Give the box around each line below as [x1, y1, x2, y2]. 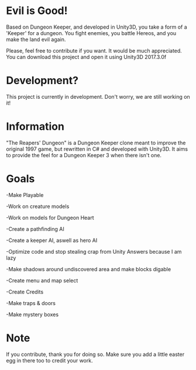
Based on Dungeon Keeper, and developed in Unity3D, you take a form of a [6, 23, 187, 30]
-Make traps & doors [6, 299, 56, 306]
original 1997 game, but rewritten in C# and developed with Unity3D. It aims [6, 145, 188, 153]
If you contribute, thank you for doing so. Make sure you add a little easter [6, 351, 185, 358]
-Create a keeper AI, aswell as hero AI [6, 237, 98, 244]
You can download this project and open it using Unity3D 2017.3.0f [6, 53, 167, 60]
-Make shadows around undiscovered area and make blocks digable [6, 265, 171, 272]
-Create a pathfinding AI [6, 225, 64, 232]
